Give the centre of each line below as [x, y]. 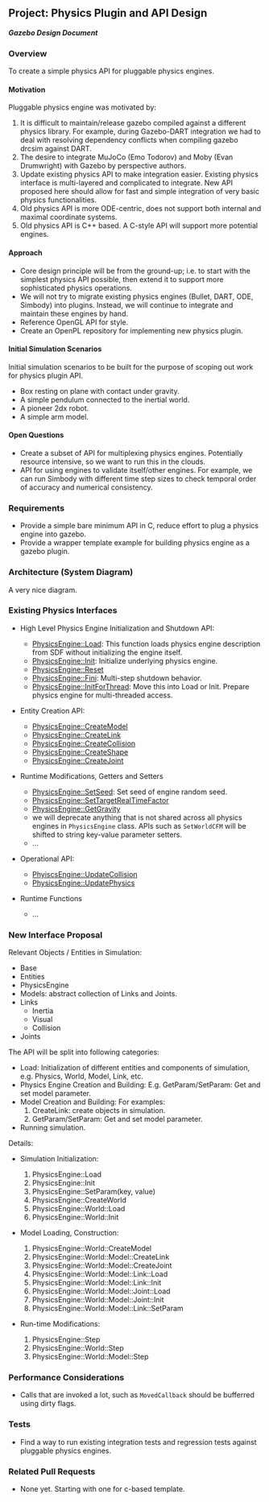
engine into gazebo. [53, 534]
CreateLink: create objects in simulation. [99, 1111]
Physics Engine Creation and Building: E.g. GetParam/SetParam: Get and [140, 1085]
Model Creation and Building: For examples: [93, 1102]
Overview [28, 53]
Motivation [27, 89]
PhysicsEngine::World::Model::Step [90, 1357]
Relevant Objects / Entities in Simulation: [75, 953]
